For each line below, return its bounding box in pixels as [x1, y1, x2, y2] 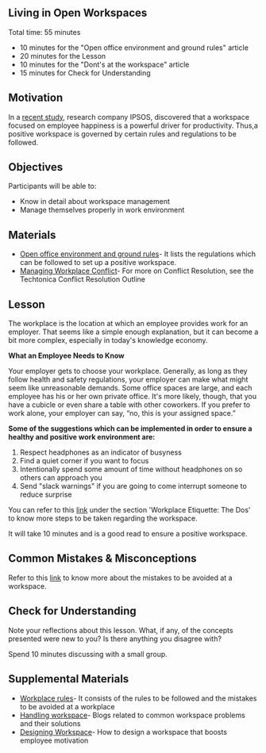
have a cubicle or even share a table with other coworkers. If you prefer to [8, 400, 251, 409]
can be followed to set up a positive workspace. [19, 258, 177, 267]
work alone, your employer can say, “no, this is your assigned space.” [8, 409, 236, 418]
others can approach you [19, 473, 102, 482]
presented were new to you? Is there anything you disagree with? [8, 634, 222, 644]
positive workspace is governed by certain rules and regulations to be [8, 129, 237, 138]
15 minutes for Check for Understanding [19, 67, 151, 78]
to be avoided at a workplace [19, 701, 115, 711]
